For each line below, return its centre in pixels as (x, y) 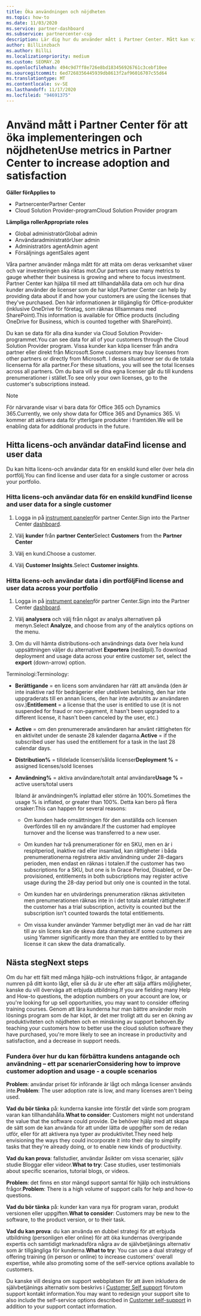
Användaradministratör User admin (57, 239)
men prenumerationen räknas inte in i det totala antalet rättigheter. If (107, 900)
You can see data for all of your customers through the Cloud (113, 339)
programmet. (22, 339)
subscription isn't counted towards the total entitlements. (94, 913)
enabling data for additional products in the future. (68, 426)
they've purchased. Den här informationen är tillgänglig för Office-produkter (100, 302)
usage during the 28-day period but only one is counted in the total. (107, 883)
